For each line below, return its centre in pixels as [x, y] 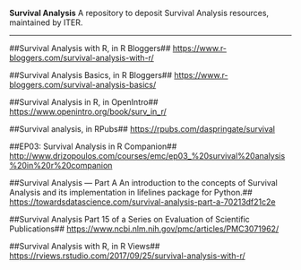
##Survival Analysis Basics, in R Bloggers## [91, 75]
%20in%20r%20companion [61, 165]
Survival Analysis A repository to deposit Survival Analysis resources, [139, 13]
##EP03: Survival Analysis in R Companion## [93, 146]
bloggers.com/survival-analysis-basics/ [83, 85]
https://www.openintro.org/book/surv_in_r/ [88, 112]
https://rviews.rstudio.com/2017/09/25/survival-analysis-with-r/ [127, 256]
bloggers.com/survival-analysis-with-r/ [82, 58]
